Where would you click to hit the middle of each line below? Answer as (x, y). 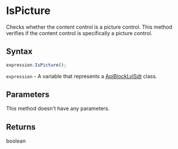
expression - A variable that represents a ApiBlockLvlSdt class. (82, 76)
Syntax (19, 52)
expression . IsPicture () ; (36, 65)
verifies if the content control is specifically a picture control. (79, 33)
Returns (21, 127)
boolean (16, 141)
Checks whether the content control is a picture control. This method (89, 27)
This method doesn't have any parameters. (58, 109)
